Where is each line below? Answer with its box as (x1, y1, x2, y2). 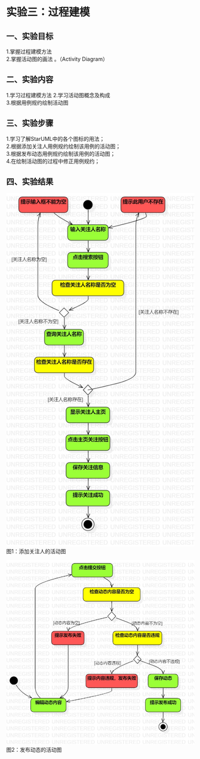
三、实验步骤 (6, 118, 54, 128)
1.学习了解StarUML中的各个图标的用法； (6, 135, 105, 142)
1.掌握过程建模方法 (6, 48, 52, 55)
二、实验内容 (6, 75, 54, 85)
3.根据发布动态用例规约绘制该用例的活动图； (6, 150, 116, 157)
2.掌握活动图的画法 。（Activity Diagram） (6, 55, 109, 63)
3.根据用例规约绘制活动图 (6, 99, 69, 106)
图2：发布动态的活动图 (6, 746, 62, 753)
